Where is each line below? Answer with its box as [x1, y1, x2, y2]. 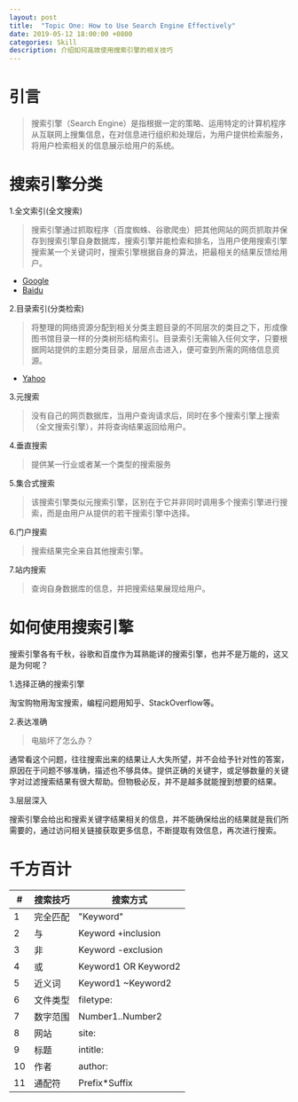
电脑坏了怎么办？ [30, 735, 94, 745]
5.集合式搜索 [9, 478, 55, 488]
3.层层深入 [9, 795, 48, 806]
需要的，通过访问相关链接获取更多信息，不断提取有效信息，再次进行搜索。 [9, 824, 281, 835]
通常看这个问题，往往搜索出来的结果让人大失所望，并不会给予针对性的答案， [9, 753, 289, 764]
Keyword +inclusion [78, 926, 161, 939]
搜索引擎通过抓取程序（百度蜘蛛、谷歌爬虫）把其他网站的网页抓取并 [30, 224, 280, 235]
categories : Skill [9, 37, 77, 47]
